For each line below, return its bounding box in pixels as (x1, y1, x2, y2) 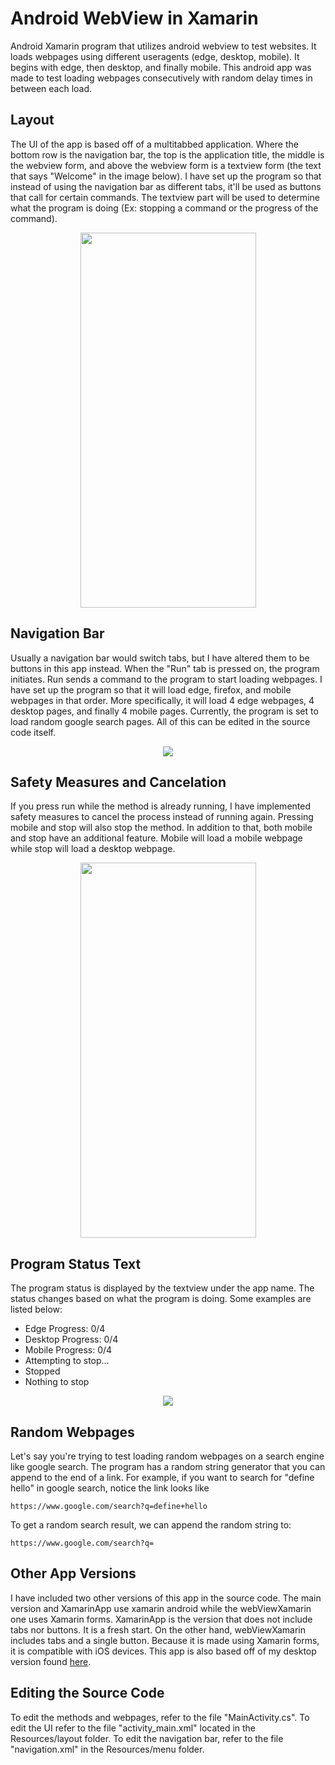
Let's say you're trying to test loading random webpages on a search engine (10, 1450, 325, 1462)
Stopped (24, 1365, 61, 1377)
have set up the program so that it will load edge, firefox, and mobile (10, 683, 292, 696)
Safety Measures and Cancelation (10, 773, 227, 791)
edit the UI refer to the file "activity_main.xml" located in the (10, 1722, 257, 1734)
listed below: (10, 1303, 63, 1316)
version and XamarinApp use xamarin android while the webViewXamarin (10, 1602, 312, 1614)
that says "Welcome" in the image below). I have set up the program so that (10, 170, 322, 182)
